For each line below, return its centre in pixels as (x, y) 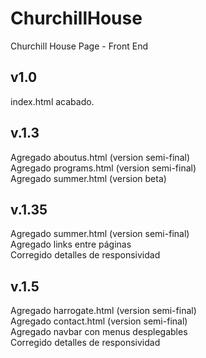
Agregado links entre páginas (71, 244)
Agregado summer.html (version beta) (88, 178)
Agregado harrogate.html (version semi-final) (103, 311)
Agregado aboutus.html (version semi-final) (100, 157)
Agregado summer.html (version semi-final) (100, 234)
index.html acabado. (52, 101)
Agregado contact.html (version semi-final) (99, 321)
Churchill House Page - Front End (79, 46)
